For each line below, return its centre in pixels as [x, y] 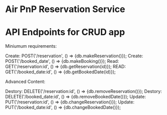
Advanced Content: [25, 82]
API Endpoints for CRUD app [65, 32]
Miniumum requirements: [31, 46]
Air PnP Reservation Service [65, 9]
